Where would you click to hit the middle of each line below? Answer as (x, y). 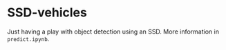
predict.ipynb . (28, 38)
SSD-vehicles (47, 13)
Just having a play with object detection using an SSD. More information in (113, 32)
